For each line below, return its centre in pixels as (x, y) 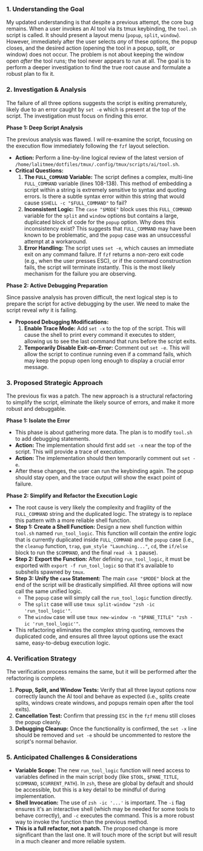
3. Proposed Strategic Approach (55, 382)
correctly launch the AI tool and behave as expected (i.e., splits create (102, 696)
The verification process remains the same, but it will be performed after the (101, 672)
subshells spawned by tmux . (50, 572)
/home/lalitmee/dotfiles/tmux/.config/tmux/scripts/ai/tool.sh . (97, 164)
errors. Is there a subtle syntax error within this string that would (104, 196)
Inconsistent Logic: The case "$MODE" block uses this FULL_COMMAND (108, 209)
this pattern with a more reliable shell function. (73, 520)
